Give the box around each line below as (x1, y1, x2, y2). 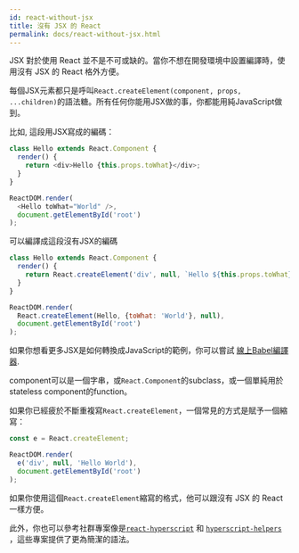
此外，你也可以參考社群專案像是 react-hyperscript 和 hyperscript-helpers (9, 523, 282, 533)
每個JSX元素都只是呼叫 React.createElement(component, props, (9, 86, 242, 96)
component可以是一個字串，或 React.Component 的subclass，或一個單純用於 (9, 376, 284, 386)
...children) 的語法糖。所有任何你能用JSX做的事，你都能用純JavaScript (9, 96, 275, 107)
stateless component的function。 (9, 386, 133, 397)
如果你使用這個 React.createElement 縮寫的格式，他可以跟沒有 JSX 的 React (9, 492, 283, 503)
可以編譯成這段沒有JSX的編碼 (9, 235, 118, 246)
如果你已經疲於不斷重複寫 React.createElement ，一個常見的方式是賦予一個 (9, 405, 280, 416)
